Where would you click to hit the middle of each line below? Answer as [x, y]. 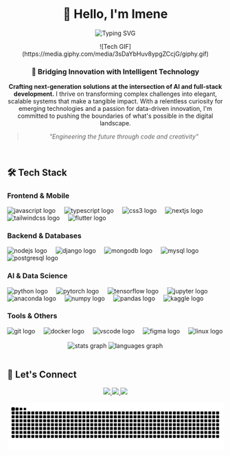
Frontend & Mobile [38, 196]
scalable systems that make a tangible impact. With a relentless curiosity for [115, 101]
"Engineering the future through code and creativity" [124, 136]
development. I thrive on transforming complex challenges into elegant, [115, 94]
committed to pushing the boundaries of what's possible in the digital [115, 116]
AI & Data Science [37, 276]
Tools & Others [32, 316]
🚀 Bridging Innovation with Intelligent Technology [115, 72]
